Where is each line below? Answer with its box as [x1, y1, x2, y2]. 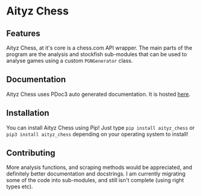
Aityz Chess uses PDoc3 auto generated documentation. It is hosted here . [6, 90, 191, 98]
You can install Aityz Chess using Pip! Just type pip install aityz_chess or [6, 124, 195, 131]
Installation [6, 108, 49, 118]
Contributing [6, 148, 56, 158]
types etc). [6, 183, 33, 191]
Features [6, 28, 40, 39]
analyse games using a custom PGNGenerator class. [6, 57, 133, 64]
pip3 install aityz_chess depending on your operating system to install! [6, 130, 188, 138]
